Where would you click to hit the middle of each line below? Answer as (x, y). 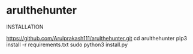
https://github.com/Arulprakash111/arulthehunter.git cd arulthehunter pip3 (97, 38)
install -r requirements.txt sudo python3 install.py (67, 45)
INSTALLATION (25, 27)
